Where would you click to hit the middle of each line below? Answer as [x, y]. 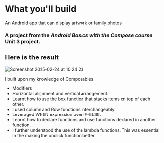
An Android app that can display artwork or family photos [63, 23]
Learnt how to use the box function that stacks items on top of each [81, 99]
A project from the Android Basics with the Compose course [79, 35]
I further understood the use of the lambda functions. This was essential [86, 130]
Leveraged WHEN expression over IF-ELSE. [57, 114]
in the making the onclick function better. [54, 135]
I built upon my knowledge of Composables [49, 79]
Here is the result [32, 57]
